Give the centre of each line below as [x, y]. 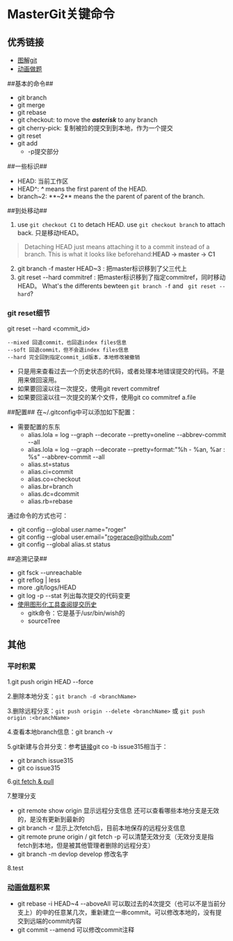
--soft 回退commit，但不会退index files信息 [68, 350]
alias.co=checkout [54, 479]
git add [27, 143]
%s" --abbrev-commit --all [66, 457]
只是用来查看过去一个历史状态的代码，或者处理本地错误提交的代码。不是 [121, 371]
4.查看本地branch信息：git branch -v [60, 732]
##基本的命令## [30, 84]
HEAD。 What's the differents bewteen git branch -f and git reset [117, 286]
